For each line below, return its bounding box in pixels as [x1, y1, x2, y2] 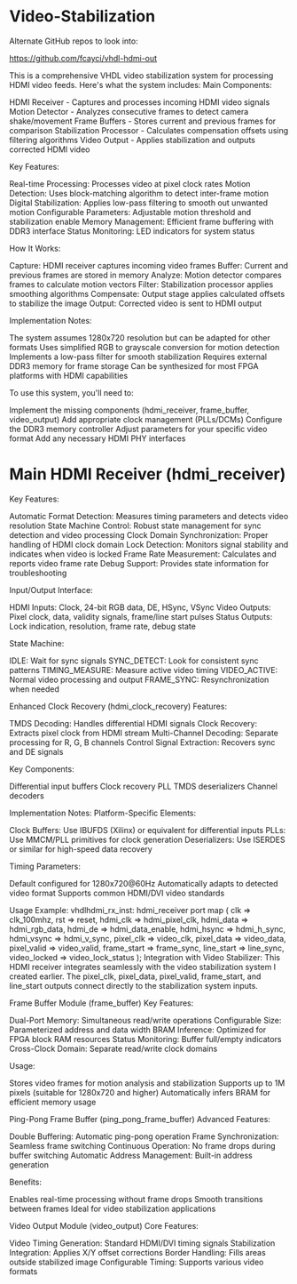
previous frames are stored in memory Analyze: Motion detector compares [9, 269, 282, 280]
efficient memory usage [9, 1096, 97, 1107]
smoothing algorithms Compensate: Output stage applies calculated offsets [9, 288, 285, 299]
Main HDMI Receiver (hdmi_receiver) [9, 464, 286, 485]
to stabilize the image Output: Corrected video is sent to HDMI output [9, 298, 262, 309]
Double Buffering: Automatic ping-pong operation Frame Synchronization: [9, 1131, 279, 1142]
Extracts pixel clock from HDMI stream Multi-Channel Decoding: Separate [9, 727, 279, 738]
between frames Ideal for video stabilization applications [9, 1203, 216, 1214]
